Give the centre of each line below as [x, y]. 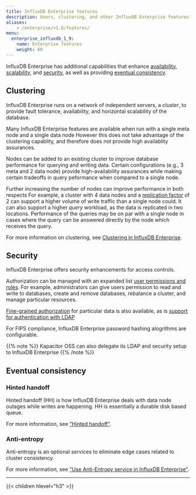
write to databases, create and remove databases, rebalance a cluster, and [96, 294]
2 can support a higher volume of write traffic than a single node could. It [94, 201]
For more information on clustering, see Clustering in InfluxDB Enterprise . [94, 237]
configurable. [22, 335]
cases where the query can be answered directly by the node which [88, 219]
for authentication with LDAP [41, 317]
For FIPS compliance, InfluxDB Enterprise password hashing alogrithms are [96, 329]
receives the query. [29, 226]
